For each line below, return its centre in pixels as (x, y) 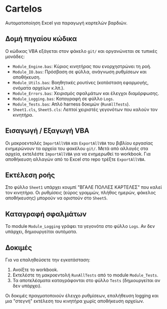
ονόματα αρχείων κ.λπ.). (38, 88)
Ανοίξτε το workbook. (35, 270)
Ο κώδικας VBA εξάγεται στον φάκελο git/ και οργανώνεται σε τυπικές (81, 51)
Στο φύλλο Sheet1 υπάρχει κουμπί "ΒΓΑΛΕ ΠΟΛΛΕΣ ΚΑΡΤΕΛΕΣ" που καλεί (83, 187)
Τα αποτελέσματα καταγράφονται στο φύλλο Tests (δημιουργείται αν (86, 280)
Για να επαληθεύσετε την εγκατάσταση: (48, 260)
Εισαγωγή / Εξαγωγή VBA (47, 131)
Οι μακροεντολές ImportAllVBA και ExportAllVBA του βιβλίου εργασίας (79, 143)
